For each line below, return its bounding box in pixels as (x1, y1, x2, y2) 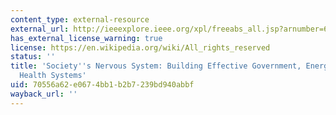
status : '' (10, 52, 56, 62)
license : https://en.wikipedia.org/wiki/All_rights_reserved (10, 42, 271, 53)
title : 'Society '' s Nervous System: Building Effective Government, (10, 61, 302, 71)
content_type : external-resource (10, 14, 150, 25)
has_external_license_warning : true (10, 33, 163, 43)
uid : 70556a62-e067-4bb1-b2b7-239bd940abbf (10, 80, 195, 90)
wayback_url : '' (10, 89, 78, 99)
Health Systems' (19, 71, 87, 81)
